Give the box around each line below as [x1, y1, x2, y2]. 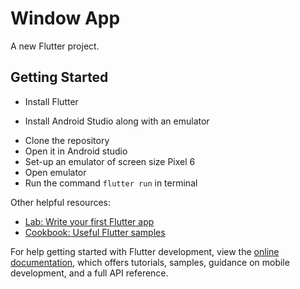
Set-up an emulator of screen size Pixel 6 [24, 155, 196, 167]
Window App [10, 7, 121, 30]
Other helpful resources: [10, 196, 112, 208]
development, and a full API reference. [10, 267, 169, 279]
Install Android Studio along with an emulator [24, 115, 210, 127]
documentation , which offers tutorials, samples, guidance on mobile [10, 256, 290, 268]
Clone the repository [24, 134, 110, 146]
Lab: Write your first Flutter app [24, 215, 155, 227]
